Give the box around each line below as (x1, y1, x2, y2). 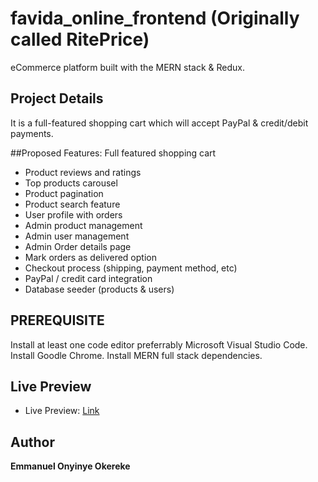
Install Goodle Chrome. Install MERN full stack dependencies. (10, 349, 263, 361)
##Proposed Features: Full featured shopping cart (10, 147, 217, 159)
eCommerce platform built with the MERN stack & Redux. (10, 61, 246, 73)
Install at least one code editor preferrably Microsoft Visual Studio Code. (10, 338, 308, 351)
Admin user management (24, 230, 130, 242)
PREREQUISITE (10, 312, 105, 329)
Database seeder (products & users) (24, 283, 175, 295)
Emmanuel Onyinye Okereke (10, 460, 131, 472)
